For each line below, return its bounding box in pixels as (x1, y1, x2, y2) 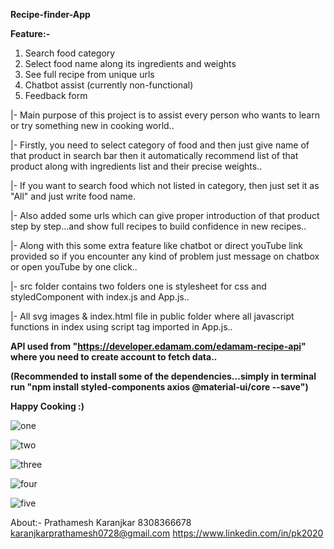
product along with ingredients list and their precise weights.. (10, 160, 263, 172)
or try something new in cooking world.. (10, 120, 175, 131)
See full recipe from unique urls (24, 69, 155, 80)
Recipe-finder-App (10, 9, 91, 20)
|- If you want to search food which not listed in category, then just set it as (10, 180, 320, 191)
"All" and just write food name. (10, 190, 136, 202)
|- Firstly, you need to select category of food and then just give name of (10, 139, 310, 151)
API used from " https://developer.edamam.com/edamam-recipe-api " (10, 340, 307, 352)
